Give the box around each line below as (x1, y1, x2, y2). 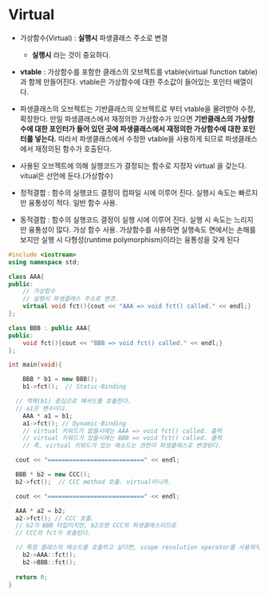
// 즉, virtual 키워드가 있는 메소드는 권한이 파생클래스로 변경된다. (22, 442, 222, 450)
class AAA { (8, 272, 45, 280)
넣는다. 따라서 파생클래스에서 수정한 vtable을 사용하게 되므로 (34, 133, 224, 143)
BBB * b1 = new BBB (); (22, 375, 98, 383)
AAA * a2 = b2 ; (15, 507, 66, 515)
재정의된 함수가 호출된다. (34, 144, 112, 153)
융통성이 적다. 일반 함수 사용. (28, 197, 118, 207)
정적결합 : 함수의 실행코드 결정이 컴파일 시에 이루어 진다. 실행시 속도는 (19, 188, 237, 197)
